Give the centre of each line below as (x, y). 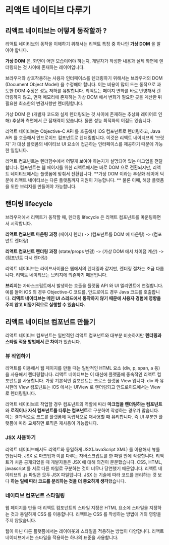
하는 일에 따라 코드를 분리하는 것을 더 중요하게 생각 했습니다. (68, 481)
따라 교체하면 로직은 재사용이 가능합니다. (58, 423)
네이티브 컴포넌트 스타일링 (35, 496)
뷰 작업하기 (18, 356)
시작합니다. (21, 223)
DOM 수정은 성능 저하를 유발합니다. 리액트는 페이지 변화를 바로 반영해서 (85, 91)
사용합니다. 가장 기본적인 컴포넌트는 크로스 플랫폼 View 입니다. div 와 (91, 380)
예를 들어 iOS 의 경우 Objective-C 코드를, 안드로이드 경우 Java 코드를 (74, 292)
